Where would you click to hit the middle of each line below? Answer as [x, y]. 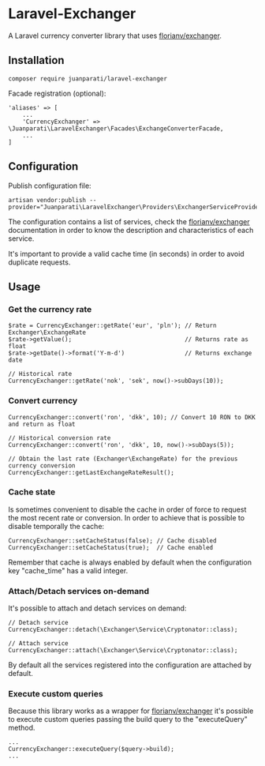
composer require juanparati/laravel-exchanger [88, 79]
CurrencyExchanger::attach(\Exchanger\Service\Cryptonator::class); [123, 651]
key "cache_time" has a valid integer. [68, 570]
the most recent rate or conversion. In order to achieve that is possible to [127, 517]
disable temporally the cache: [56, 526]
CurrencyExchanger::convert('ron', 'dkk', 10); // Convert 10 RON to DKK [132, 417]
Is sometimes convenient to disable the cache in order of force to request [127, 509]
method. [22, 728]
